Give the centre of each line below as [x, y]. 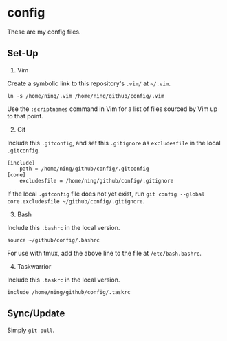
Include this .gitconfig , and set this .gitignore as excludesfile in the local [114, 143]
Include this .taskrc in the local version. [64, 280]
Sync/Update [36, 314]
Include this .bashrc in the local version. [64, 227]
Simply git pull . [31, 330]
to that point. [25, 116]
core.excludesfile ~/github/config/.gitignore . [76, 200]
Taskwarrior [34, 266]
